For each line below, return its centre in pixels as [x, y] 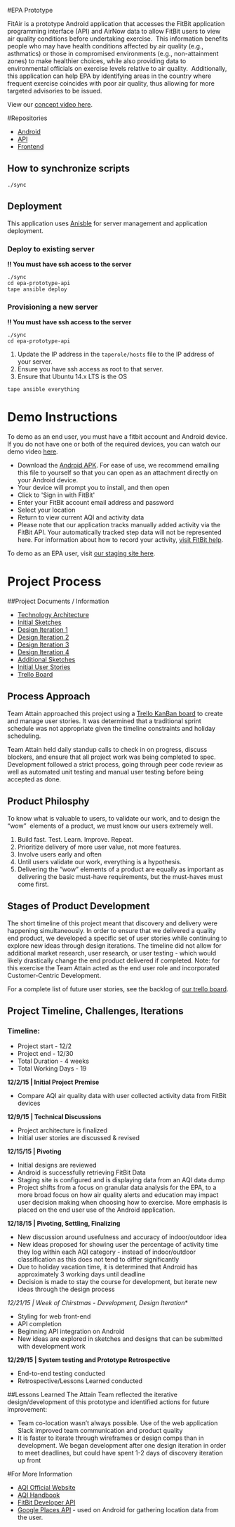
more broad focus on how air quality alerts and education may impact [118, 1195]
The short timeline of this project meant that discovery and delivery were [112, 923]
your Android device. [48, 480]
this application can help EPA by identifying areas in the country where [109, 76]
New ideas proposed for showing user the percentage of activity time [118, 1245]
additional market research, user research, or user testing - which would [112, 953]
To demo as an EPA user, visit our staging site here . [81, 553]
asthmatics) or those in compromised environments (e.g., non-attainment [113, 53]
